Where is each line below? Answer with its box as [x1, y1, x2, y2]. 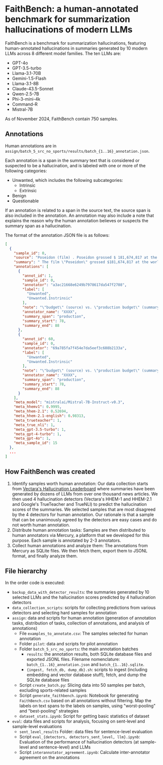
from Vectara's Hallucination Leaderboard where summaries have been [12, 485, 155, 492]
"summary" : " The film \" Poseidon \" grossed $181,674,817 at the [14, 260, 149, 265]
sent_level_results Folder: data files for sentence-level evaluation [19, 729, 153, 735]
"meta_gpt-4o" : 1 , [14, 436, 51, 441]
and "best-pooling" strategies [19, 708, 79, 714]
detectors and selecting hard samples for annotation [12, 610, 117, 616]
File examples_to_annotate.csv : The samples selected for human [19, 631, 148, 637]
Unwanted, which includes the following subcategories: [12, 177, 123, 183]
